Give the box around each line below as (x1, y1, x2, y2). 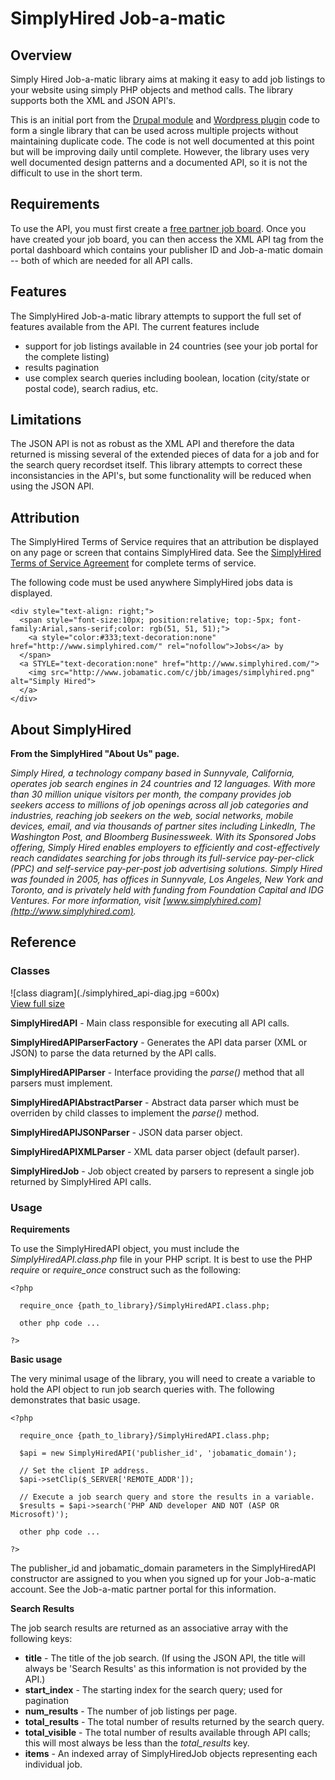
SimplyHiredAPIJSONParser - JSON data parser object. (10, 1126, 243, 1138)
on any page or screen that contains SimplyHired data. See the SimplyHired (10, 547, 322, 559)
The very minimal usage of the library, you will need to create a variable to (10, 1373, 316, 1385)
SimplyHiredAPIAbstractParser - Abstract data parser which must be (10, 1096, 300, 1108)
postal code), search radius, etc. (24, 382, 159, 394)
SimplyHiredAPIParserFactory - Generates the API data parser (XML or (10, 1036, 308, 1048)
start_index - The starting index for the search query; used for (24, 1684, 283, 1696)
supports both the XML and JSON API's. (10, 95, 177, 106)
